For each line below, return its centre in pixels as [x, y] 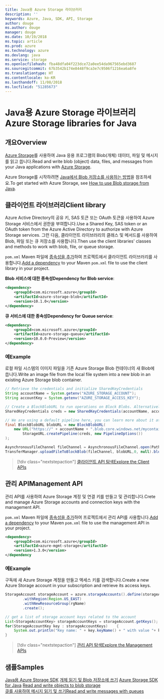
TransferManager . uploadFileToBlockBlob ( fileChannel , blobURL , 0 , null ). [79, 452]
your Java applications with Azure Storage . [48, 167]
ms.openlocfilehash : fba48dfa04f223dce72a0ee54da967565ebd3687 [71, 64]
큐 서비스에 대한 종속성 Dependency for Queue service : [59, 316]
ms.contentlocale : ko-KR [30, 78]
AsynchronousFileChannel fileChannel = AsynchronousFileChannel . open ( [78, 447]
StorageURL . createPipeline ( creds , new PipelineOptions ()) [83, 434]
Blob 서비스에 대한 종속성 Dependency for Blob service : [60, 279]
